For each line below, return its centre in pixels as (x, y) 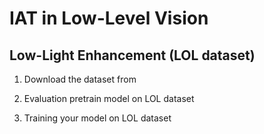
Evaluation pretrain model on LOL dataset (109, 98)
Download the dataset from (80, 79)
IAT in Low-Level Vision (109, 18)
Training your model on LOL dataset (97, 118)
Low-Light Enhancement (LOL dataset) (132, 55)
